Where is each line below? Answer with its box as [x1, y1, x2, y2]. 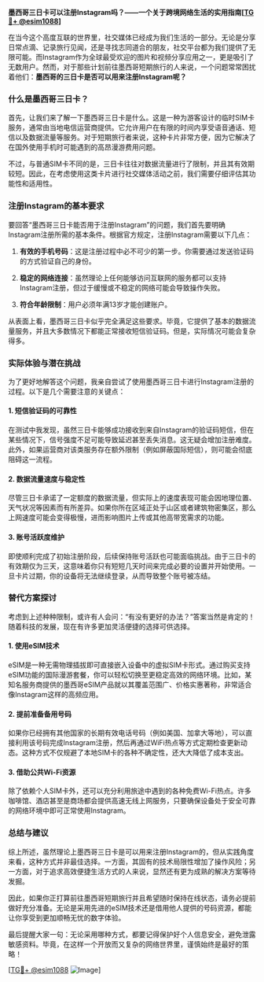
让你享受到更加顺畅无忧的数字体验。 [8, 913, 126, 922]
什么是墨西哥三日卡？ [8, 94, 89, 105]
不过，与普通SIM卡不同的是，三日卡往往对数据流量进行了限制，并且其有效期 [8, 159, 255, 168]
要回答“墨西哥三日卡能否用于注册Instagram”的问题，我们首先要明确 [8, 220, 225, 229]
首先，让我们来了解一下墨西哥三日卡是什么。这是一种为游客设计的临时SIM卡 [8, 113, 255, 123]
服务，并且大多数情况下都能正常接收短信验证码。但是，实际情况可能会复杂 [14, 326, 256, 335]
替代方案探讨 [8, 593, 57, 604]
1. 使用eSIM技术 [8, 641, 60, 651]
